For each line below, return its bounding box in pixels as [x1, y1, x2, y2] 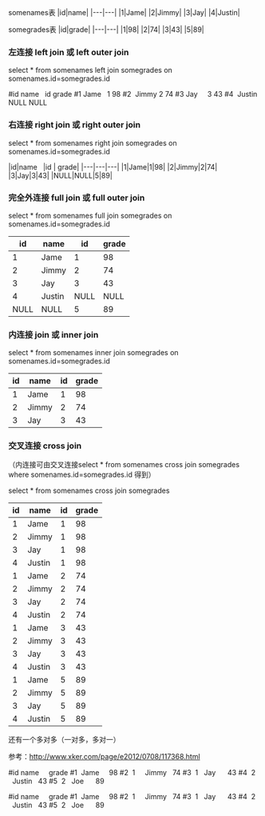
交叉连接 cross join [8, 440, 82, 451]
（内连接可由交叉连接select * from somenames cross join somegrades [8, 460, 240, 470]
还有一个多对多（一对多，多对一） [8, 735, 121, 745]
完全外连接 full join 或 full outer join [8, 192, 145, 203]
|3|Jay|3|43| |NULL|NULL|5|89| [8, 170, 113, 180]
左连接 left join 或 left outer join [8, 46, 129, 58]
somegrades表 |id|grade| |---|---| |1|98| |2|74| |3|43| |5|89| [8, 25, 205, 34]
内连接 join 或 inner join [8, 329, 99, 340]
